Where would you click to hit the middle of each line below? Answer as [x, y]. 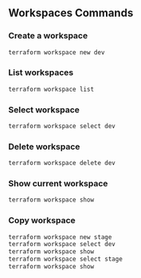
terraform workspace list [51, 89]
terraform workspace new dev [57, 52]
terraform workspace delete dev [62, 163]
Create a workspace [48, 36]
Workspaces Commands [71, 13]
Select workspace [44, 109]
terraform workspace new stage [60, 237]
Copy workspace [42, 221]
